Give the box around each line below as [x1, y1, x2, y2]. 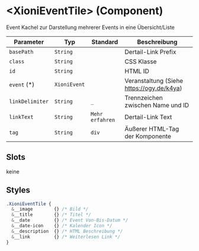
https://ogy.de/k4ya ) [124, 84, 182, 92]
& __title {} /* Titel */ [11, 212, 92, 218]
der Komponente [124, 132, 172, 140]
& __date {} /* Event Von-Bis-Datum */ [11, 217, 129, 223]
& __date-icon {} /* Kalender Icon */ [11, 223, 113, 229]
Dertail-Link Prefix [124, 47, 176, 56]
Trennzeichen [124, 94, 163, 102]
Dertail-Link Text [124, 112, 172, 121]
